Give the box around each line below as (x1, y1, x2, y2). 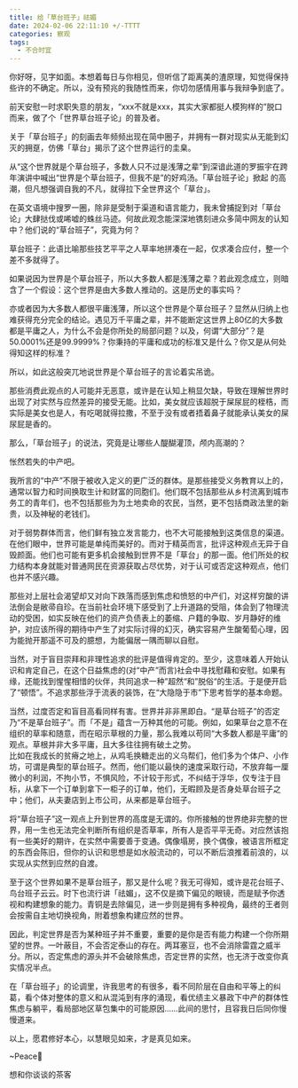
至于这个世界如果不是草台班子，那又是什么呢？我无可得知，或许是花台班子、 (9, 877, 289, 887)
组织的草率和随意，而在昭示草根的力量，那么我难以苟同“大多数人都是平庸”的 (9, 729, 288, 739)
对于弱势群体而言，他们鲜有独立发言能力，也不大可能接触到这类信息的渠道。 (9, 527, 289, 538)
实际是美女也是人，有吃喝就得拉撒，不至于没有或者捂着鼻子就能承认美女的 (9, 407, 281, 418)
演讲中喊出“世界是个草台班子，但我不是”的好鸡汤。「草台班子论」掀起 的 (16, 172, 279, 183)
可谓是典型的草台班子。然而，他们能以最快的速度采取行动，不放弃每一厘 (24, 761, 289, 772)
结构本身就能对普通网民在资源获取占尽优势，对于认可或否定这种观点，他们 (16, 561, 289, 572)
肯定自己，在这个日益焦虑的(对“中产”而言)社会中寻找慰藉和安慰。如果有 (24, 665, 286, 675)
